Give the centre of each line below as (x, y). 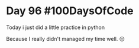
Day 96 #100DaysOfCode (70, 11)
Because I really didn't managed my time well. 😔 (66, 39)
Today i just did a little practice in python (56, 27)
